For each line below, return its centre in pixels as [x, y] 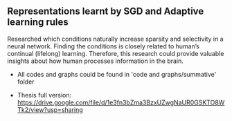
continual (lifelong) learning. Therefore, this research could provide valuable [116, 53]
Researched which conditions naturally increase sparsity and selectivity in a [115, 39]
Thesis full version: [44, 95]
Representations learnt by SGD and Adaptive [106, 11]
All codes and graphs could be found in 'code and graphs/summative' [117, 74]
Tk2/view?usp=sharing [50, 109]
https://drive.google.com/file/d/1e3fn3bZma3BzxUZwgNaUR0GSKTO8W [121, 102]
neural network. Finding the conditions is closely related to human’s [103, 46]
